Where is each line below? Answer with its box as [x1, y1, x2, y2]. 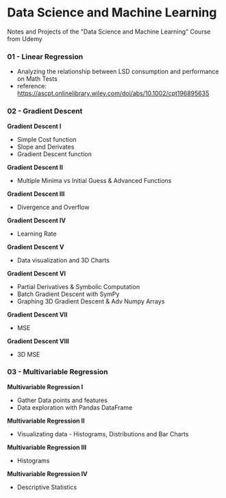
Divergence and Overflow [16, 203, 90, 211]
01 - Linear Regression [7, 51, 84, 61]
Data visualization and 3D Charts [16, 256, 110, 264]
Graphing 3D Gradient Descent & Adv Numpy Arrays [16, 297, 165, 306]
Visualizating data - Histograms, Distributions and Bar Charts [16, 429, 189, 438]
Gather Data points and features [16, 396, 108, 404]
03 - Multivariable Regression [7, 367, 108, 377]
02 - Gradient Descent [7, 106, 83, 116]
